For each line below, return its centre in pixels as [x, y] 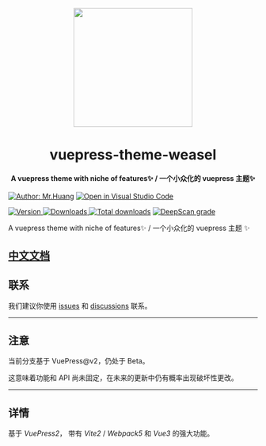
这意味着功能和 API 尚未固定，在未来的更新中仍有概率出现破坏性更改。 [123, 378]
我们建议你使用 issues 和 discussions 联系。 [80, 306]
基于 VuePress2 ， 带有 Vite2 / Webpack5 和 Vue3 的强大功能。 [111, 433]
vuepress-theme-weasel [133, 155]
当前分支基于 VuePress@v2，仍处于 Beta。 [79, 361]
